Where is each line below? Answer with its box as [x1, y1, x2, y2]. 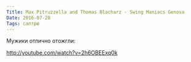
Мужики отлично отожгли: [6, 37, 76, 45]
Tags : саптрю [6, 20, 40, 26]
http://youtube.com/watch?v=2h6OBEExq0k [6, 49, 118, 56]
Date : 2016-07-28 [6, 15, 51, 21]
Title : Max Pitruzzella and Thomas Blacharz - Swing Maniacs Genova [6, 9, 185, 15]
